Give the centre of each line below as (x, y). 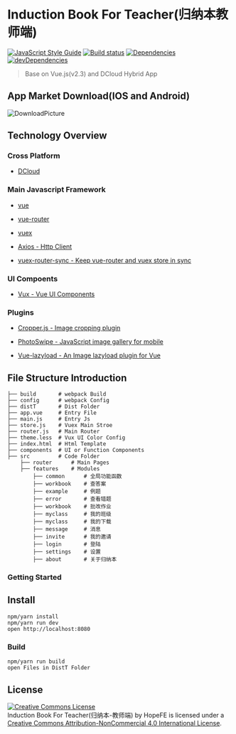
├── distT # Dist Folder (54, 407)
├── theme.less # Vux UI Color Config (66, 438)
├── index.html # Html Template (57, 444)
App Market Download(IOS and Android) (99, 96)
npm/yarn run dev (33, 622)
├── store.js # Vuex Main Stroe (60, 426)
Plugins (21, 312)
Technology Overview (57, 136)
